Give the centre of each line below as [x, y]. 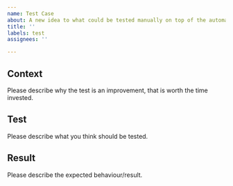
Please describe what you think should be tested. [78, 136]
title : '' [21, 26]
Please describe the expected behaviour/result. [75, 175]
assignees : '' [28, 40]
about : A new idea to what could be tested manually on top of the [107, 20]
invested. [20, 97]
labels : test [26, 33]
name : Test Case [31, 14]
